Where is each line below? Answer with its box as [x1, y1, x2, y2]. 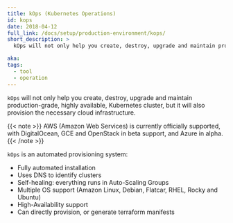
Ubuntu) [17, 192, 42, 201]
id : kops [7, 17, 33, 24]
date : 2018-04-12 [7, 23, 58, 30]
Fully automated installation [17, 163, 96, 172]
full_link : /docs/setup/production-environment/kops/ [7, 29, 166, 37]
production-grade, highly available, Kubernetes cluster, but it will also [7, 101, 205, 109]
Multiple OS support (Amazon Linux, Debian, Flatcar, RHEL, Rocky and [17, 185, 218, 194]
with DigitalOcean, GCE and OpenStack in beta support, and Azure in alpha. [7, 129, 223, 138]
